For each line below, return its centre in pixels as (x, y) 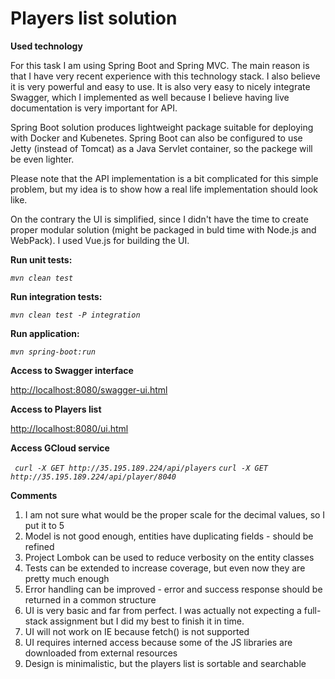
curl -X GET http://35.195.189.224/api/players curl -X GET (141, 468)
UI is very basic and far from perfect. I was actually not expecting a (163, 610)
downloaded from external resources (101, 653)
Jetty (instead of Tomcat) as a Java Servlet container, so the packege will (161, 148)
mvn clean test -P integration (75, 315)
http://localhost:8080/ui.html (69, 428)
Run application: (45, 333)
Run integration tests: (56, 296)
